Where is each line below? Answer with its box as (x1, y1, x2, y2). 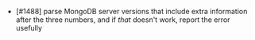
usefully (15, 24, 42, 32)
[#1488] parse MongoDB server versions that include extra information (15, 7, 248, 16)
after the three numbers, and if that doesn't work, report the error (15, 15, 230, 24)
